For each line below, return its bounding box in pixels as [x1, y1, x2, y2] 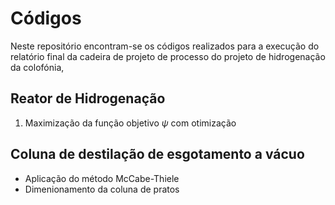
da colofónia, [10, 61, 65, 73]
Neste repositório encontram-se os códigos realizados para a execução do [10, 40, 320, 52]
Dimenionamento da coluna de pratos [24, 183, 180, 195]
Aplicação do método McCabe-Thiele [24, 172, 180, 184]
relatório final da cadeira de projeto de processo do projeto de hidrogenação [10, 50, 326, 62]
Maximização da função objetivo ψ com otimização [24, 117, 237, 129]
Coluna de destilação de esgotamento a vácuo [10, 146, 305, 163]
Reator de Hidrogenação [10, 90, 166, 107]
